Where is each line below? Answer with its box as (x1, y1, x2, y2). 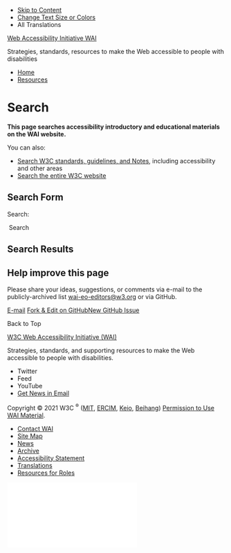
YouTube (17, 381, 43, 390)
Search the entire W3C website (17, 171, 107, 179)
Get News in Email (17, 389, 70, 397)
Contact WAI (17, 424, 54, 433)
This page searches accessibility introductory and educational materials (7, 123, 220, 131)
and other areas (17, 164, 63, 172)
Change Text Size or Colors (17, 13, 96, 21)
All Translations (17, 21, 62, 28)
